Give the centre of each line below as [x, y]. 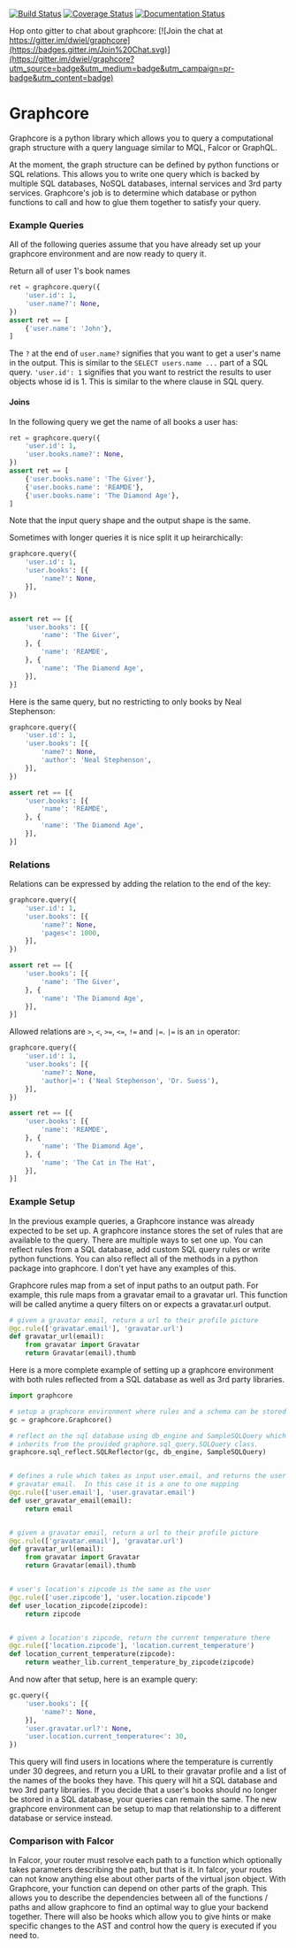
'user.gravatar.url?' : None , [79, 1729]
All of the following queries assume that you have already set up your [135, 244]
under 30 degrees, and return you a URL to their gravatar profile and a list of [148, 1771]
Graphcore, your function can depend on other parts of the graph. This [138, 1889]
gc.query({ [29, 1696]
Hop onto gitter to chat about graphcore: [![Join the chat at [116, 31]
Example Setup [42, 1202]
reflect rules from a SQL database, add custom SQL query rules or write [140, 1249]
